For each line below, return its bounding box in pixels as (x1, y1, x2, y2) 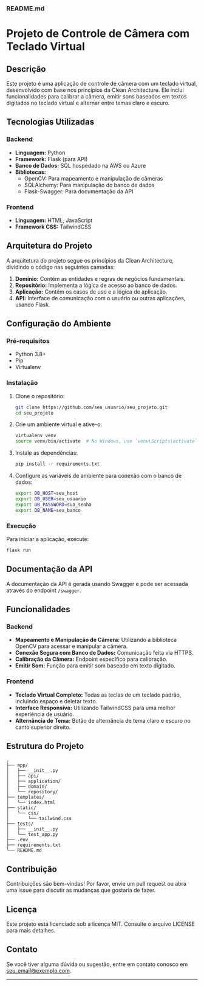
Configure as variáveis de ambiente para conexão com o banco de (15, 472, 182, 480)
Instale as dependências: (15, 449, 78, 457)
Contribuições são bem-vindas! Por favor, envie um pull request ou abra (6, 880, 187, 888)
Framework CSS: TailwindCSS (15, 223, 92, 230)
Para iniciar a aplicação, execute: (6, 535, 89, 542)
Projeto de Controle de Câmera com (6, 27, 190, 41)
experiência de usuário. (15, 710, 75, 718)
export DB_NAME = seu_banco (15, 507, 81, 513)
